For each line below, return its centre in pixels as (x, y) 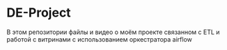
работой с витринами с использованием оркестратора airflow (99, 39)
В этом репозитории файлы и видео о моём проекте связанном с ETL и (113, 32)
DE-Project (39, 13)
